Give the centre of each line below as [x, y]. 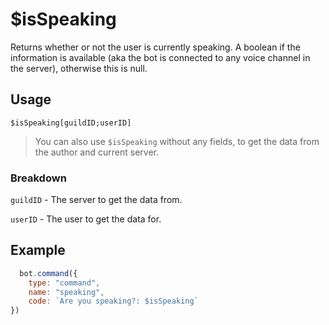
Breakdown [38, 178]
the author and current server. [96, 152]
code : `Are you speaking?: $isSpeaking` [113, 301]
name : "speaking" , [66, 292]
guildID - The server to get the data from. [96, 200]
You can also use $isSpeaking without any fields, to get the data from [177, 141]
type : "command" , [64, 283]
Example [38, 250]
